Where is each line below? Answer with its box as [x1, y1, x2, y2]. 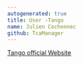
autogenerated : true [7, 10, 68, 17]
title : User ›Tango [7, 17, 64, 24]
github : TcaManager [7, 29, 64, 37]
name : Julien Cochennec [7, 23, 77, 30]
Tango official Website [7, 49, 72, 57]
